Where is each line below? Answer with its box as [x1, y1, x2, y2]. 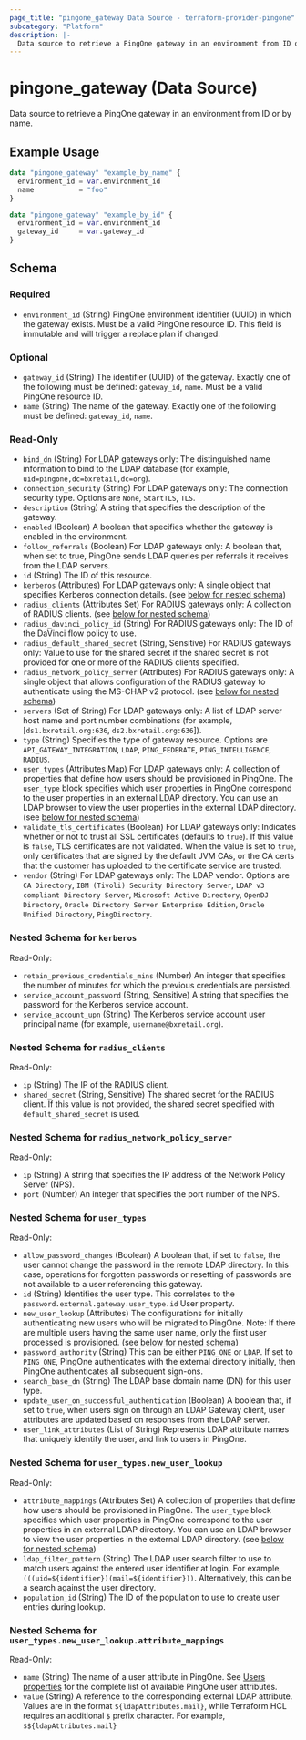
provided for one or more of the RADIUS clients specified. [22, 657, 240, 668]
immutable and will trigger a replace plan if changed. [22, 328, 220, 339]
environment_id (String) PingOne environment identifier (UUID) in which [22, 309, 291, 320]
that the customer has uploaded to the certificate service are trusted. [22, 860, 282, 871]
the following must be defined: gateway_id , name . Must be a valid [22, 381, 263, 392]
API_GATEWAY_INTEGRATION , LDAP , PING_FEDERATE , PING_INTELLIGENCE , [22, 744, 271, 755]
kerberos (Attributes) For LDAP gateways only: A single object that [22, 579, 271, 590]
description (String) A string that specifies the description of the [22, 502, 266, 513]
